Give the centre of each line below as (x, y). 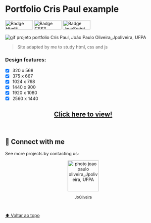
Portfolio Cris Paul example (62, 9)
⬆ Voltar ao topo (23, 215)
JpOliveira (83, 197)
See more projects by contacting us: (42, 154)
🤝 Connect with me (35, 142)
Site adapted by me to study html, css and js (62, 47)
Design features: (25, 59)
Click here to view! (83, 114)
